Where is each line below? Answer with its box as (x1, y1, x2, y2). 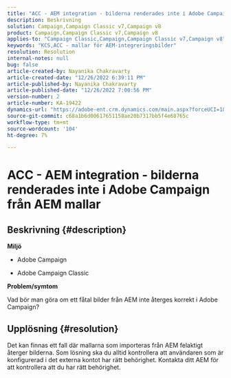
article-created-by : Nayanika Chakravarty (7, 67, 131, 74)
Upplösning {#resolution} (7, 323, 119, 335)
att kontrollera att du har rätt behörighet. (7, 363, 122, 372)
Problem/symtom (7, 282, 58, 291)
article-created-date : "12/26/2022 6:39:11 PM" (7, 74, 146, 81)
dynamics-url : (7, 106, 48, 113)
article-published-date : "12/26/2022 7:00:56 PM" (7, 87, 153, 94)
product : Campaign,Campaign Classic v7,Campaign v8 (7, 29, 158, 36)
